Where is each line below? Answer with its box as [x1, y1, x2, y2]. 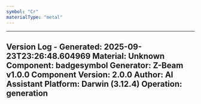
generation [6, 88, 48, 98]
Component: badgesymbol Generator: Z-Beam [6, 60, 184, 70]
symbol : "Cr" [6, 8, 39, 15]
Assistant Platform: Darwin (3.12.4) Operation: [6, 78, 182, 89]
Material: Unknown [92, 51, 165, 61]
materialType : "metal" [6, 14, 63, 20]
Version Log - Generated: [6, 42, 103, 52]
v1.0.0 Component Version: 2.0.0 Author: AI [6, 70, 173, 80]
